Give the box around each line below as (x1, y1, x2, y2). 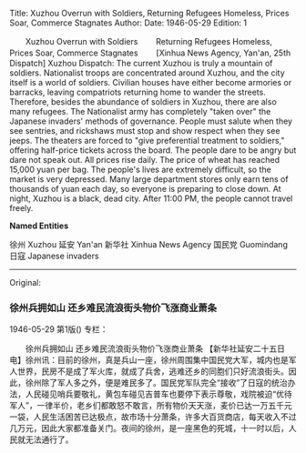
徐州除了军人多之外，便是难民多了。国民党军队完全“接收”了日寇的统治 (25, 377, 289, 388)
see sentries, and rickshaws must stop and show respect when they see (9, 126, 280, 136)
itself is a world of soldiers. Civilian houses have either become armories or (9, 77, 292, 87)
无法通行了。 (25, 434, 74, 445)
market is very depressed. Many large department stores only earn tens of (9, 174, 289, 185)
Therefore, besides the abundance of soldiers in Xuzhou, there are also (9, 96, 278, 107)
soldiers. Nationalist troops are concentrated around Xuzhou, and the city (9, 67, 285, 78)
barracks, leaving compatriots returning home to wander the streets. (9, 86, 266, 97)
